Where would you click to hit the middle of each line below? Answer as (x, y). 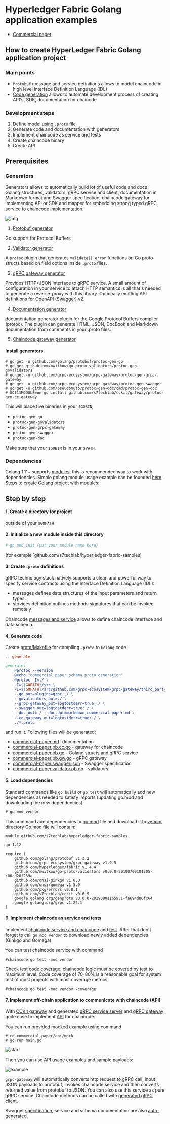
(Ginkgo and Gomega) (28, 940)
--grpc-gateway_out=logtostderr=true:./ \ (60, 704)
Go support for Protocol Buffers (38, 238)
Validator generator (33, 248)
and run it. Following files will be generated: (51, 732)
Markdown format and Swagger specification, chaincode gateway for (78, 198)
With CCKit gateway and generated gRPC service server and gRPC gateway (84, 1011)
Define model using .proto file (44, 124)
